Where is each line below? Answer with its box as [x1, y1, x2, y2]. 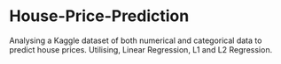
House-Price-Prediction [9, 6, 190, 26]
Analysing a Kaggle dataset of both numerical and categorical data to [9, 35, 262, 46]
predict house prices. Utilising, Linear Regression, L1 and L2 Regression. [9, 44, 273, 54]
